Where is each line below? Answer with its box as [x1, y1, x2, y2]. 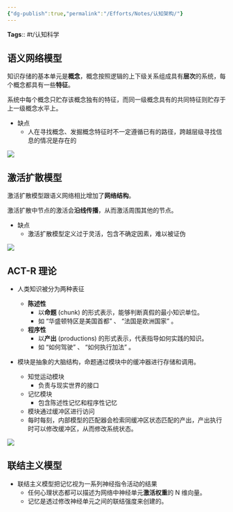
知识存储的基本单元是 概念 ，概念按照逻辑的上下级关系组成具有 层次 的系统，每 [7, 72, 226, 81]
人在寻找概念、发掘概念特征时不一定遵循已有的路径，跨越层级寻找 [27, 128, 216, 136]
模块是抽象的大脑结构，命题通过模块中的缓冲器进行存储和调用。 [17, 358, 200, 366]
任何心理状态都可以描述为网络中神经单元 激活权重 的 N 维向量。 [27, 488, 207, 497]
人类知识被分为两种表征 [17, 285, 85, 293]
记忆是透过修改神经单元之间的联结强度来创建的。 [27, 497, 168, 505]
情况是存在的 [40, 136, 77, 144]
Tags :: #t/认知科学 [7, 30, 60, 38]
